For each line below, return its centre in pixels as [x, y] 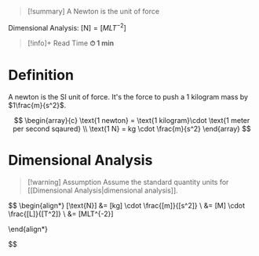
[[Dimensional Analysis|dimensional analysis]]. [102, 190]
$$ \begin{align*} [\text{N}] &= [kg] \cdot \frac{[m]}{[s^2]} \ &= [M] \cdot [127, 205]
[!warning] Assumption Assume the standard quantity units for [128, 182]
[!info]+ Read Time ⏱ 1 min [71, 43]
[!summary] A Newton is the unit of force [93, 11]
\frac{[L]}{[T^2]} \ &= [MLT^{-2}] [61, 214]
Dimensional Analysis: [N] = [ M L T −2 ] [67, 27]
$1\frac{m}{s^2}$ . [37, 105]
